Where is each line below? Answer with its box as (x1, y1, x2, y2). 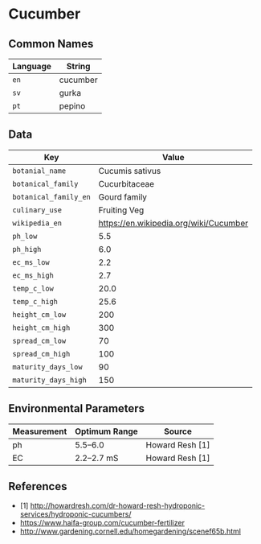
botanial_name (12, 166, 67, 175)
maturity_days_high (12, 375, 87, 385)
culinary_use (12, 205, 63, 214)
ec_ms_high (12, 270, 54, 280)
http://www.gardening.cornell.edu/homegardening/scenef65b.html (19, 526, 241, 536)
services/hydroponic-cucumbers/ (19, 509, 132, 519)
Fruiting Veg (98, 204, 145, 216)
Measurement (12, 426, 67, 437)
